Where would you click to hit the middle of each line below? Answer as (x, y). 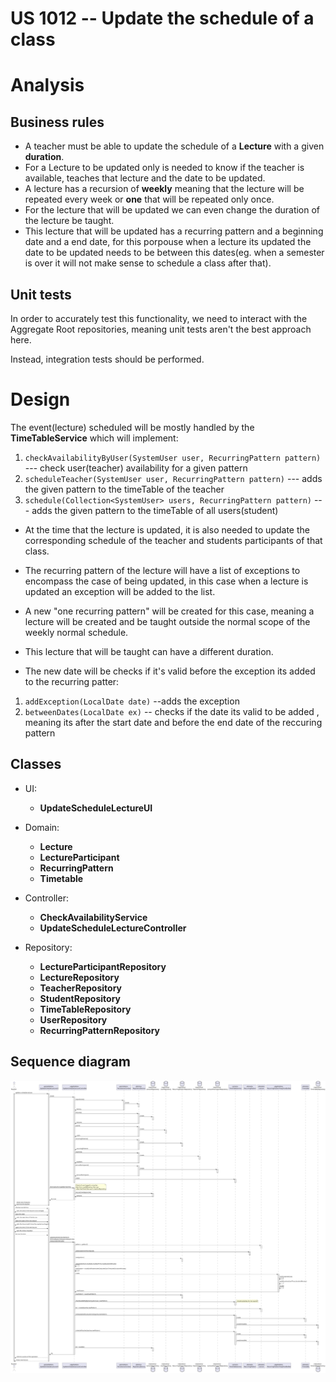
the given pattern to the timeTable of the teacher (124, 489)
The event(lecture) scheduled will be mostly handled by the (132, 427)
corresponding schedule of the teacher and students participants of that (173, 540)
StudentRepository (80, 998)
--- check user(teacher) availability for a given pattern (136, 468)
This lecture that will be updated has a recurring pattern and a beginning (174, 231)
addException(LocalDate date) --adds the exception (132, 701)
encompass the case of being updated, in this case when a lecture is (166, 581)
